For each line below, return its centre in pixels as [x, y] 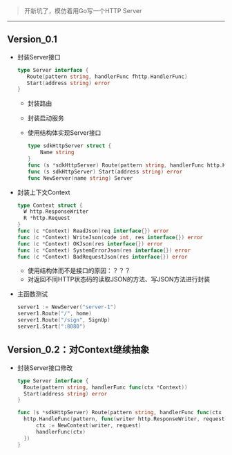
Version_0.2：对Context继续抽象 [78, 350]
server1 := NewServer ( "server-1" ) [67, 307]
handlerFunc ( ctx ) [61, 431]
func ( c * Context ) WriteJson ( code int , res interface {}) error [110, 237]
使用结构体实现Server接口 [64, 133]
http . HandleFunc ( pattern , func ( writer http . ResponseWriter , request [124, 419]
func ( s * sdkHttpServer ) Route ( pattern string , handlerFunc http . [125, 165]
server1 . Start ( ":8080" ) [51, 327]
